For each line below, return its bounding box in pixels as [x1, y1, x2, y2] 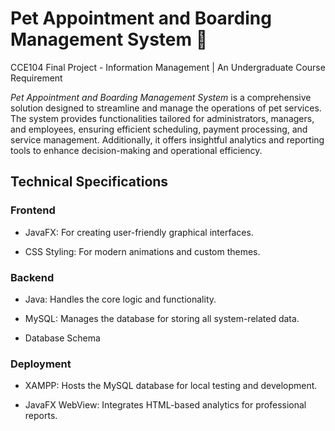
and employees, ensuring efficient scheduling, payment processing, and [10, 123, 308, 135]
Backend [10, 270, 55, 284]
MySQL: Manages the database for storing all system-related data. [24, 312, 300, 324]
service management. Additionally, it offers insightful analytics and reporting [10, 133, 325, 146]
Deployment [10, 357, 72, 371]
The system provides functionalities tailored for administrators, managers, [10, 112, 315, 124]
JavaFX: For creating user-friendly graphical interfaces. [24, 226, 254, 238]
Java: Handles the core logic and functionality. [24, 293, 217, 305]
